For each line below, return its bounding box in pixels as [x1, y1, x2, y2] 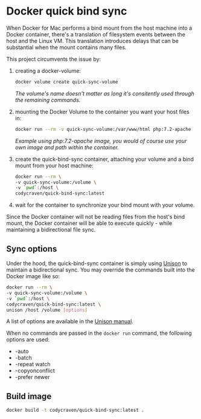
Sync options [6, 244, 57, 254]
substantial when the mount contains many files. [6, 44, 127, 51]
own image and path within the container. [14, 144, 119, 151]
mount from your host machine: [14, 162, 94, 169]
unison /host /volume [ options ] [6, 307, 88, 313]
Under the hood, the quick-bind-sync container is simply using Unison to [6, 260, 188, 267]
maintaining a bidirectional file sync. [6, 226, 96, 233]
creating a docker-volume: [14, 67, 81, 74]
